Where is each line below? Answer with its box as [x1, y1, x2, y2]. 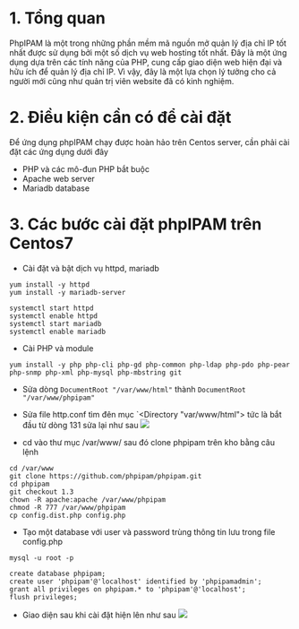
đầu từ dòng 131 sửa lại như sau [21, 419, 139, 430]
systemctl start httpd [9, 304, 94, 313]
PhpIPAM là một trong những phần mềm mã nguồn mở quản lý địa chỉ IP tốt [9, 38, 286, 48]
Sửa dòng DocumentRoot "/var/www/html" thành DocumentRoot [21, 383, 246, 394]
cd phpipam [9, 479, 50, 488]
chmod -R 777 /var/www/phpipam [9, 503, 126, 512]
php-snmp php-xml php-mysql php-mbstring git [9, 367, 182, 377]
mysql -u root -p [9, 553, 74, 563]
